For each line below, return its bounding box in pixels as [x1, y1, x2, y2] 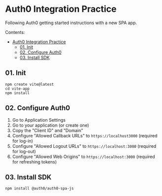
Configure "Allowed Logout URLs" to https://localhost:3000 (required [12, 143, 157, 149]
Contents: [5, 29, 25, 35]
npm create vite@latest [5, 82, 54, 87]
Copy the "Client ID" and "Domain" [12, 127, 83, 133]
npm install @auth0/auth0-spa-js [5, 186, 74, 191]
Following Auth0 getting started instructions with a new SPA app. [5, 20, 137, 26]
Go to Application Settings [12, 117, 66, 123]
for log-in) [12, 138, 33, 144]
